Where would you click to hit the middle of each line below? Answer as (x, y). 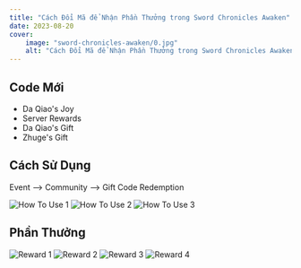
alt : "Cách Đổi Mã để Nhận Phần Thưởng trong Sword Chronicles (146, 51)
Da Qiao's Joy (48, 108)
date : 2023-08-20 (42, 26)
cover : (21, 34)
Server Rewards (52, 118)
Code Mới (37, 87)
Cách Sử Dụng (50, 165)
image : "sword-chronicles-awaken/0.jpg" (102, 43)
